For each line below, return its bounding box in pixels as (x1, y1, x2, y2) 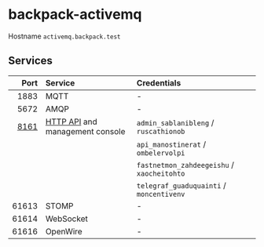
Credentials (136, 77, 181, 88)
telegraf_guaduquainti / (136, 180, 226, 191)
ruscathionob (136, 127, 185, 136)
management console (45, 125, 126, 136)
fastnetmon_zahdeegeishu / (136, 159, 234, 170)
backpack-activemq (8, 5, 143, 24)
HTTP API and (45, 116, 98, 127)
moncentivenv (136, 190, 185, 198)
